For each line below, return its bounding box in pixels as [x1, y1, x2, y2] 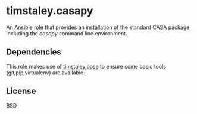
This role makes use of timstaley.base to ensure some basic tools [6, 63, 167, 70]
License [6, 86, 36, 96]
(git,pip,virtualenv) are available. [6, 69, 85, 76]
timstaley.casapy [6, 4, 93, 18]
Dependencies [6, 47, 61, 57]
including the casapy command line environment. [6, 30, 127, 37]
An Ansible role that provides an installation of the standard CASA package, [6, 24, 192, 31]
